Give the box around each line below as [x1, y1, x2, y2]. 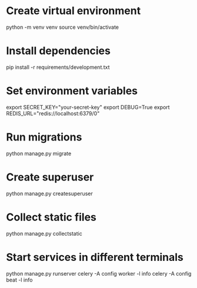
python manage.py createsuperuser [6, 190, 93, 197]
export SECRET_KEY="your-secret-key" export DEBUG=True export [6, 103, 170, 110]
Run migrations [6, 130, 82, 143]
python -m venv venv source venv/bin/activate [6, 24, 119, 31]
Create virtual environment [6, 4, 141, 18]
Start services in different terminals [6, 250, 184, 264]
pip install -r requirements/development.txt [6, 63, 110, 71]
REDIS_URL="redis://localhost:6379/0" [6, 110, 100, 117]
